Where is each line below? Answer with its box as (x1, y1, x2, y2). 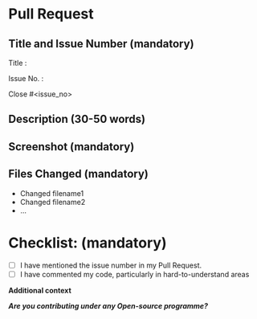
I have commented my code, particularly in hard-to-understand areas (19, 269, 250, 279)
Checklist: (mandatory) (8, 234, 167, 252)
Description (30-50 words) (8, 112, 146, 126)
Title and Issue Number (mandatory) (8, 37, 194, 51)
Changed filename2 (19, 197, 86, 207)
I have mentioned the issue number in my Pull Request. (19, 260, 202, 270)
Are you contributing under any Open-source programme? (8, 301, 209, 310)
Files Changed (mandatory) (8, 167, 149, 181)
